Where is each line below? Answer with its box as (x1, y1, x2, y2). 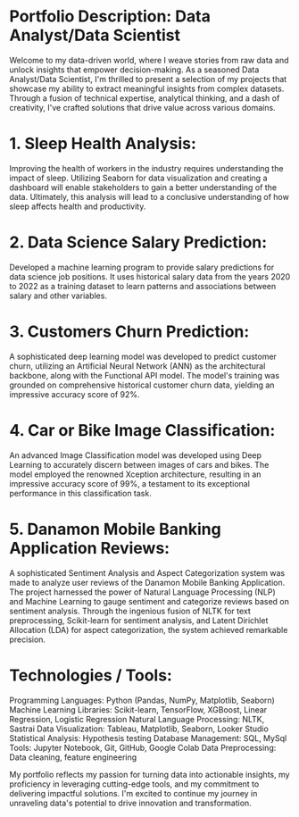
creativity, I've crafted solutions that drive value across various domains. (9, 102, 276, 113)
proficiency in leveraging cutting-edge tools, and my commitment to (9, 779, 260, 789)
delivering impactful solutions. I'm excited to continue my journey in (9, 788, 258, 798)
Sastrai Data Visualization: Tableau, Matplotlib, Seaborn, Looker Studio (9, 723, 270, 734)
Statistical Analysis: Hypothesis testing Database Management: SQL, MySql (9, 732, 287, 743)
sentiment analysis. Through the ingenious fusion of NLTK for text (9, 605, 252, 616)
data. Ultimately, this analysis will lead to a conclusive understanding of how (9, 191, 290, 202)
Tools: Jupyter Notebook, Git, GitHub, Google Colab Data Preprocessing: (9, 742, 277, 753)
